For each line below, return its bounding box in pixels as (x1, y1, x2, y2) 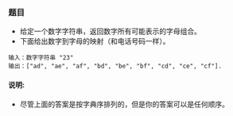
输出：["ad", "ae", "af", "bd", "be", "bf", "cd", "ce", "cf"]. (8, 62, 223, 71)
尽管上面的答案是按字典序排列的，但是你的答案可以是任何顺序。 (19, 99, 229, 109)
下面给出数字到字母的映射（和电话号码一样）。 (19, 37, 170, 46)
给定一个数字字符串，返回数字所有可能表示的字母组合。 (19, 26, 201, 37)
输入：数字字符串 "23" (8, 54, 74, 62)
